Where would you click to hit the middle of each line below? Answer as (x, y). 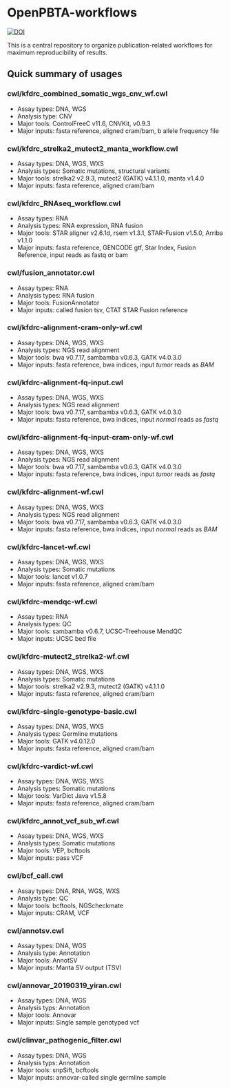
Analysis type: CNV (44, 116)
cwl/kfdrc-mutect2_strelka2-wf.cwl (68, 657)
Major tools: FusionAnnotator (58, 302)
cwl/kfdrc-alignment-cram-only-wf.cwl (75, 327)
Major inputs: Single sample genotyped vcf (78, 1023)
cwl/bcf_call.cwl (35, 876)
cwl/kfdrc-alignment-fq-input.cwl (65, 382)
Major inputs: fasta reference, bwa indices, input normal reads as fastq (118, 420)
